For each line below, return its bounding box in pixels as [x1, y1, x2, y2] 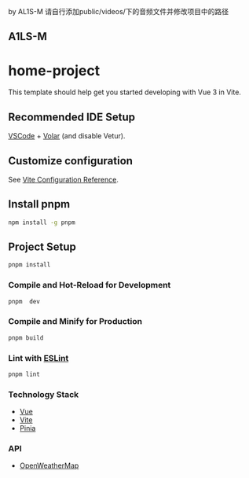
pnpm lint [8, 370, 41, 378]
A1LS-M [8, 30, 47, 43]
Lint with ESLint [8, 352, 69, 363]
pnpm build [8, 333, 44, 342]
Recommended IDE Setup [8, 110, 136, 123]
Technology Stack [8, 388, 79, 399]
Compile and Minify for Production [8, 316, 143, 327]
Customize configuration [8, 154, 134, 167]
